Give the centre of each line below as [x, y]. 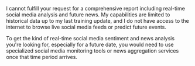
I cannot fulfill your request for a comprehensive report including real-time [96, 8]
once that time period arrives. [42, 57]
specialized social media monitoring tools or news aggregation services [93, 51]
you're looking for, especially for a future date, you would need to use [90, 44]
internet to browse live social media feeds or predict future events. [86, 27]
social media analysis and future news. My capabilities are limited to [88, 15]
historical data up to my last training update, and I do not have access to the [97, 21]
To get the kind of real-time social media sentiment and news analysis [90, 38]
